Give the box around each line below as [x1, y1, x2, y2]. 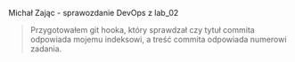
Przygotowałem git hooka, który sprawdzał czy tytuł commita [29, 25, 255, 35]
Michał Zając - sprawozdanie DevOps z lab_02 [8, 8, 179, 18]
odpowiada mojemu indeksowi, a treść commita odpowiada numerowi [29, 35, 287, 44]
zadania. [29, 43, 62, 54]
